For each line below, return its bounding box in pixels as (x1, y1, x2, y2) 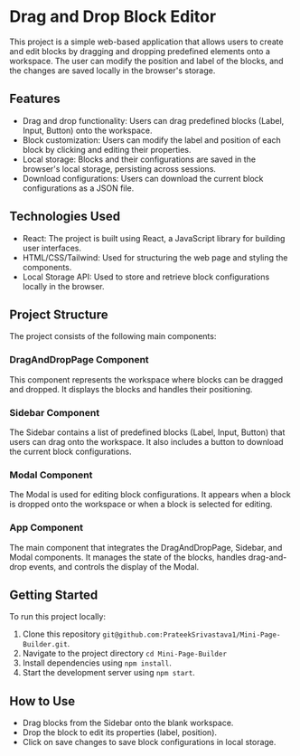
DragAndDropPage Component (9, 354, 149, 366)
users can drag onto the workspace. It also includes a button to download (9, 436, 284, 447)
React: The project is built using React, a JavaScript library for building (22, 232, 286, 243)
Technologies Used (9, 209, 120, 224)
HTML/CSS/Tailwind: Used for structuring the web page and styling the (22, 251, 288, 263)
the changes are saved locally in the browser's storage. (9, 65, 216, 76)
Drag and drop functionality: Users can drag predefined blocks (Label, (22, 115, 285, 126)
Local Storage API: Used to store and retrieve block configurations (22, 271, 270, 282)
